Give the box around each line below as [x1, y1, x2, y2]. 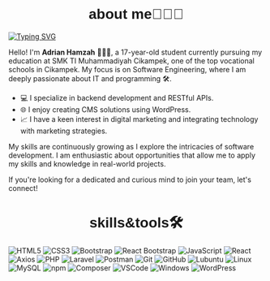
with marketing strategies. [19, 126, 108, 136]
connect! [8, 183, 38, 192]
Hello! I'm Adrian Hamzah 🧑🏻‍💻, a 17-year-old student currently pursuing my [8, 47, 263, 57]
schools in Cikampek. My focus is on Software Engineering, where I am [8, 64, 246, 74]
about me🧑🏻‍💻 [88, 6, 184, 23]
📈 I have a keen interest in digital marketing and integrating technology [19, 114, 259, 123]
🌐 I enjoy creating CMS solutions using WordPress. [19, 104, 191, 115]
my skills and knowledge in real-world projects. [8, 158, 166, 168]
